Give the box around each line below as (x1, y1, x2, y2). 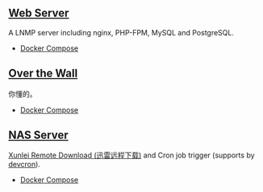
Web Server (8, 6, 69, 20)
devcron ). (8, 160, 40, 170)
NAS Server (8, 129, 69, 142)
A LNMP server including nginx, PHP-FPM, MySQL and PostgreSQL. (8, 27, 235, 37)
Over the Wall (8, 67, 78, 80)
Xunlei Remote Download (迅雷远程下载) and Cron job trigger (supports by (8, 150, 256, 160)
